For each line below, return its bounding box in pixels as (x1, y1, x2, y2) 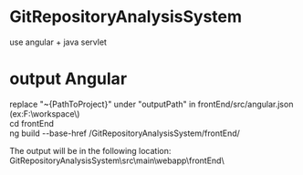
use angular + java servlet (9, 36, 108, 47)
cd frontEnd (9, 118, 55, 129)
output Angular (9, 68, 128, 89)
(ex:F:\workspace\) (9, 108, 80, 119)
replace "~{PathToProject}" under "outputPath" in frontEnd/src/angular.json (9, 98, 294, 109)
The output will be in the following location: (9, 145, 172, 156)
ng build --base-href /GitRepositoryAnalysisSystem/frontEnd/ (9, 128, 240, 139)
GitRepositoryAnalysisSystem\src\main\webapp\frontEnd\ (9, 155, 225, 166)
